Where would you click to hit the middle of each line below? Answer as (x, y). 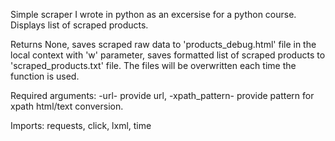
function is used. (45, 76)
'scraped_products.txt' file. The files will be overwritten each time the (153, 65)
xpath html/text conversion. (67, 106)
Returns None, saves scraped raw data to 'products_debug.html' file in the (163, 44)
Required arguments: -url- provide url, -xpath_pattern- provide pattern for (162, 95)
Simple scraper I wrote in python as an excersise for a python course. (153, 14)
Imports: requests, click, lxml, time (81, 125)
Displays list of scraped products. (79, 25)
